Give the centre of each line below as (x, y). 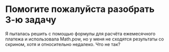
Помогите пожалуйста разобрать (80, 9)
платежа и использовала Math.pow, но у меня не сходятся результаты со (85, 39)
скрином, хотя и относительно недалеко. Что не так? (63, 44)
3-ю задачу (31, 20)
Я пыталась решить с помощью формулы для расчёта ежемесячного (80, 33)
